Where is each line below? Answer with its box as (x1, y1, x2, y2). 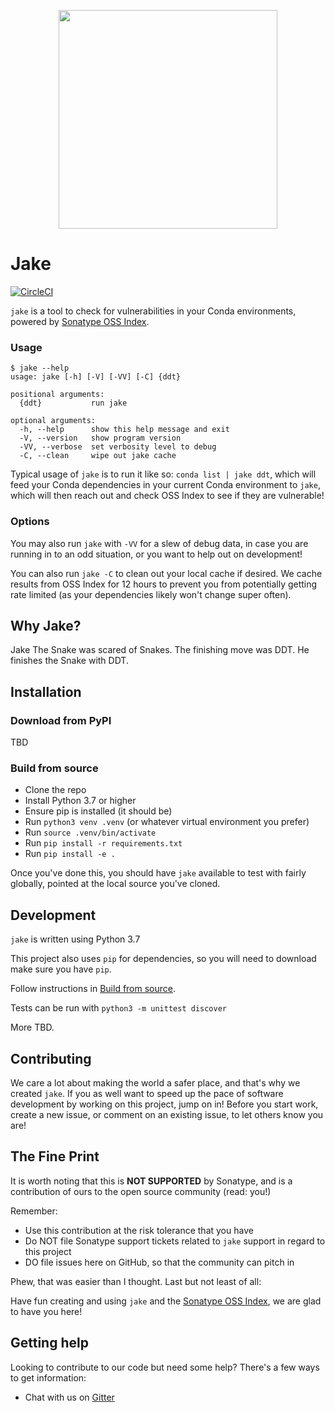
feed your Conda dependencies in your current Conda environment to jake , (10, 479, 321, 491)
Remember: (10, 1205, 58, 1217)
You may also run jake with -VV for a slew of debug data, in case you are (10, 537, 309, 549)
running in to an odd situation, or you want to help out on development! (10, 548, 303, 560)
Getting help (10, 1335, 89, 1352)
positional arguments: (10, 390, 105, 400)
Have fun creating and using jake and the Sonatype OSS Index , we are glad (10, 1295, 322, 1307)
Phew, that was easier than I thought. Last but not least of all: (10, 1275, 262, 1287)
